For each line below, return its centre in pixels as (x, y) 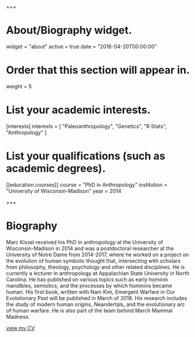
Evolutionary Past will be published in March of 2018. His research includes (97, 298)
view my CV (20, 328)
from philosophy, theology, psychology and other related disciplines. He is (95, 267)
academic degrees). (56, 168)
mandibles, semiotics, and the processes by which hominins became (89, 286)
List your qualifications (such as (86, 156)
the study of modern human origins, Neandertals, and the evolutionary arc (96, 304)
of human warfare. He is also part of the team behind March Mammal (89, 310)
